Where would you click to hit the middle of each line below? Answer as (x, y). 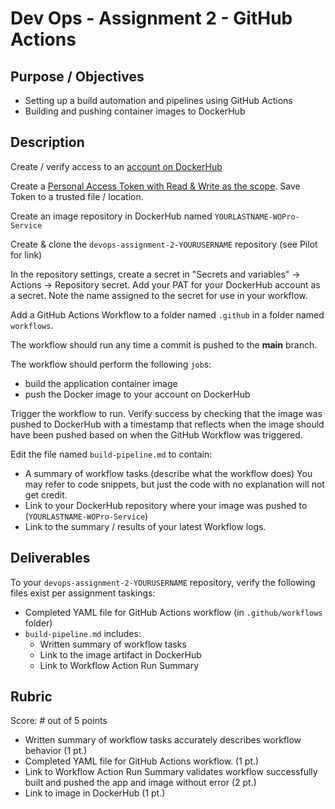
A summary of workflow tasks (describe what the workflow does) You (168, 473)
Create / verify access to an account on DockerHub (116, 166)
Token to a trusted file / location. (77, 196)
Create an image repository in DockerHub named (111, 216)
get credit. (46, 494)
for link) (26, 254)
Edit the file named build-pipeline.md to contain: (111, 454)
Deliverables (50, 558)
